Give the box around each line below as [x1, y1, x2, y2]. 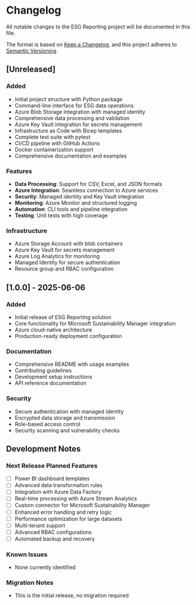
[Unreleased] [6, 65, 56, 75]
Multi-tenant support [14, 522, 66, 529]
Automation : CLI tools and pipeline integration [14, 205, 128, 213]
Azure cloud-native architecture [14, 326, 93, 333]
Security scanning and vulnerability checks [14, 427, 120, 434]
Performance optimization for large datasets [14, 515, 122, 522]
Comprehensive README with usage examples [14, 361, 129, 368]
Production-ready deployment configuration [14, 332, 122, 339]
